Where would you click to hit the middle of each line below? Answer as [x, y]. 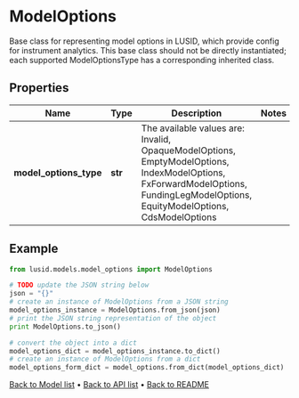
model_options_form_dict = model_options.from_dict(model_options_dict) [147, 368]
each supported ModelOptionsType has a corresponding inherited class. [142, 60]
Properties [39, 88]
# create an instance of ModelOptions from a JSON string [119, 302]
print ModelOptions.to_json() [65, 327]
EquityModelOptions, [185, 206]
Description [197, 113]
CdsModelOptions [179, 217]
